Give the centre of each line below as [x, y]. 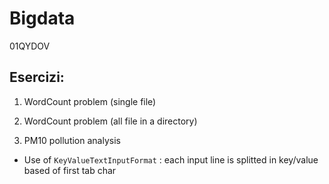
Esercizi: [37, 77]
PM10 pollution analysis [72, 140]
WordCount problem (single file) [90, 101]
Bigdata [42, 18]
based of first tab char [70, 170]
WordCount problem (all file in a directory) [110, 121]
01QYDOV [30, 46]
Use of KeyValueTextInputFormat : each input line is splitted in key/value [171, 159]
